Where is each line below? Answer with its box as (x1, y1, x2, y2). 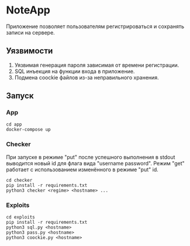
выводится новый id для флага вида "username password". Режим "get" (6, 160, 185, 167)
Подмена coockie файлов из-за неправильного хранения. (14, 74, 159, 81)
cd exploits (6, 214, 35, 220)
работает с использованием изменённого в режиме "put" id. (6, 166, 159, 173)
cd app (6, 122, 22, 127)
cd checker (6, 177, 33, 183)
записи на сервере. (6, 29, 56, 36)
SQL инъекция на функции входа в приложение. (14, 68, 135, 75)
